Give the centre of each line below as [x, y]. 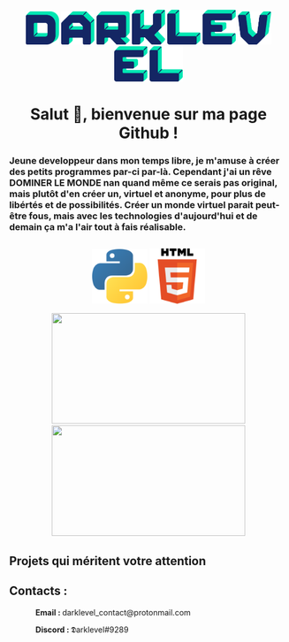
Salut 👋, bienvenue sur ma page [148, 114]
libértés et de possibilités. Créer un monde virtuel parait [131, 204]
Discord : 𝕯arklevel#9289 [82, 630]
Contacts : [38, 591]
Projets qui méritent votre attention [108, 561]
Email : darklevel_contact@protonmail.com [113, 612]
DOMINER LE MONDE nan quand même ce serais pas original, [144, 182]
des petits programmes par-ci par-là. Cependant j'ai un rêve [141, 172]
